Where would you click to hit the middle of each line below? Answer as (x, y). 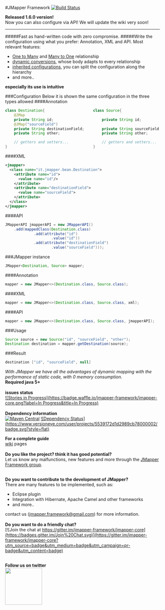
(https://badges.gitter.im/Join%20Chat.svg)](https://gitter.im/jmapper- (76, 535)
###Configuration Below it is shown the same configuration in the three (77, 96)
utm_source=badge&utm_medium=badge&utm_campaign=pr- (68, 546)
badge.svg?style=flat (27, 429)
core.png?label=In (23, 403)
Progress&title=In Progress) (71, 403)
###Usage (16, 330)
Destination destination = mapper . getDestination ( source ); (67, 344)
